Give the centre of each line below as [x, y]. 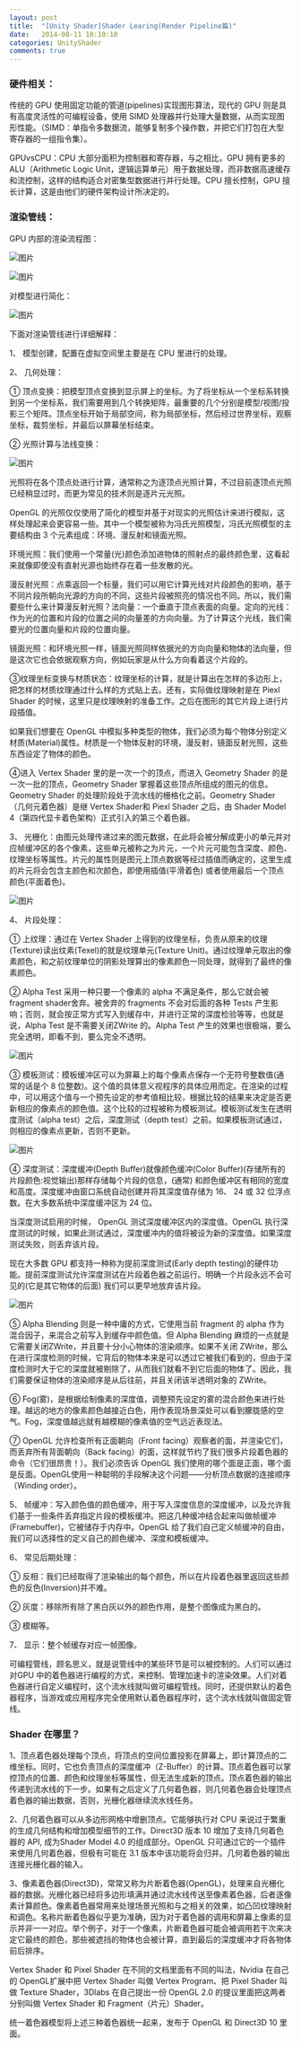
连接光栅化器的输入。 [48, 1865]
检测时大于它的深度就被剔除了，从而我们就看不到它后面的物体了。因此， [150, 1368]
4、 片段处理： [37, 919]
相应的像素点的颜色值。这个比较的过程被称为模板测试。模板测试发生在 [146, 1108]
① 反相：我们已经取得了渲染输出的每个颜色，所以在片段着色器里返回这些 [146, 1576]
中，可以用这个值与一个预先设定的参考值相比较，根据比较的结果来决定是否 [146, 1097]
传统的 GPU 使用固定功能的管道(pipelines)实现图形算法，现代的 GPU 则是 [144, 105]
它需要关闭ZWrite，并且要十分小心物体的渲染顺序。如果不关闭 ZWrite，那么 [149, 1346]
